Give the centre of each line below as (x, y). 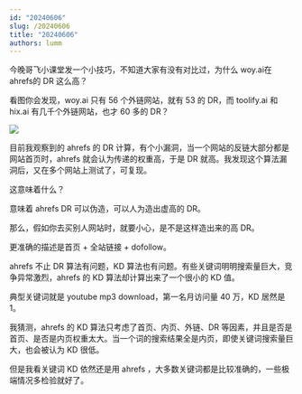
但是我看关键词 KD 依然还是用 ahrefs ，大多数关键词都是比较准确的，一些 (146, 369)
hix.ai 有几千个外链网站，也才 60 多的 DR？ (89, 112)
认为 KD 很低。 (76, 350)
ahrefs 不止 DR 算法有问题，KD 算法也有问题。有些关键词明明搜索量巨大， (147, 267)
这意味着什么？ (37, 190)
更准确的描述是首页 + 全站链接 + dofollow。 (90, 247)
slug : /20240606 (40, 26)
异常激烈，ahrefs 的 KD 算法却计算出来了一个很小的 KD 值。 (128, 277)
